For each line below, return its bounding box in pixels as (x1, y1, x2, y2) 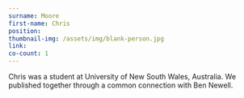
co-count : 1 (8, 49, 48, 58)
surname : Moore (8, 11, 60, 20)
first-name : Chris (8, 19, 70, 28)
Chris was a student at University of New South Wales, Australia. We (8, 72, 237, 81)
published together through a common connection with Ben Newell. (8, 80, 233, 90)
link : (8, 42, 27, 50)
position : (8, 27, 42, 35)
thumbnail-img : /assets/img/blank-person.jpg (8, 34, 164, 43)
